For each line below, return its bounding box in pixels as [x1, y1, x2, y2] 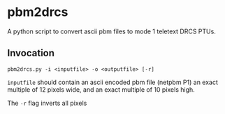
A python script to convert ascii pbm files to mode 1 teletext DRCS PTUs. [7, 27, 217, 35]
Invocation [7, 47, 55, 59]
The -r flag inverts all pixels [7, 99, 87, 107]
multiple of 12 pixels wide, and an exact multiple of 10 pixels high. [7, 85, 196, 94]
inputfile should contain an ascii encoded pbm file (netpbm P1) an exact [7, 78, 219, 86]
